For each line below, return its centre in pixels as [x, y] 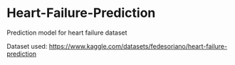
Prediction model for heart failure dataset [67, 32]
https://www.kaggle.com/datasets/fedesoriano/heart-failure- [138, 46]
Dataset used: [27, 46]
